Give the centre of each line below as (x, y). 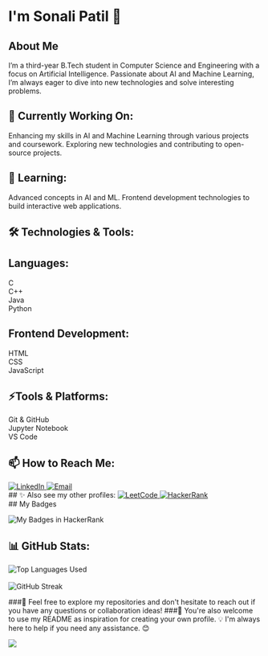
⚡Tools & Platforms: (59, 397)
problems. (25, 91)
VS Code (23, 437)
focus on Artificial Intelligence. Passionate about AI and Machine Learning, (131, 74)
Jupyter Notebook (39, 428)
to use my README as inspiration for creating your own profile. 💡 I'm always (134, 619)
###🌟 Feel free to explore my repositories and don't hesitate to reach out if (132, 602)
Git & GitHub (29, 420)
